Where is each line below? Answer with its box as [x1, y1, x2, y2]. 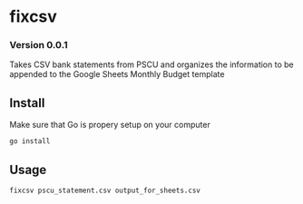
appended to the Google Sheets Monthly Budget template [9, 69, 225, 80]
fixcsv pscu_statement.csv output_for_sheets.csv [9, 186, 201, 195]
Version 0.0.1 [9, 39, 68, 52]
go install [9, 137, 51, 146]
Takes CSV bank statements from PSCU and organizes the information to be [9, 59, 294, 70]
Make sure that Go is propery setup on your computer [9, 120, 210, 131]
